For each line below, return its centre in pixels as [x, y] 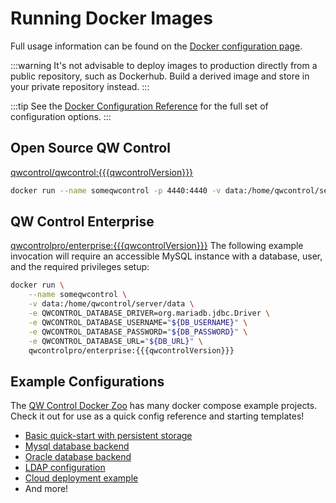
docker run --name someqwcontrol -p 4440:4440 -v [116, 190]
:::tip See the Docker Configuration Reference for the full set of [139, 106]
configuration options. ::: [61, 116]
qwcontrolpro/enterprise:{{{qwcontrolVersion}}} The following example [157, 246]
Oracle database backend [78, 457]
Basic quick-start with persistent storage [108, 436]
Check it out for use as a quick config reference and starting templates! [157, 416]
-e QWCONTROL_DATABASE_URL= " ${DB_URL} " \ [115, 341]
